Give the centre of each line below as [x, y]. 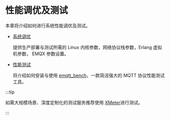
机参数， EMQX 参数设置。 [41, 54]
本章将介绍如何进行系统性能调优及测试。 [48, 26]
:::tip [10, 92]
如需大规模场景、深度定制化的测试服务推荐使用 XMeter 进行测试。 [74, 102]
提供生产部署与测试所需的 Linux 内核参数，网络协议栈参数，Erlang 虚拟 [87, 47]
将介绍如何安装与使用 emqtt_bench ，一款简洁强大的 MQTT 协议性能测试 [89, 75]
